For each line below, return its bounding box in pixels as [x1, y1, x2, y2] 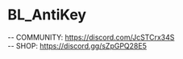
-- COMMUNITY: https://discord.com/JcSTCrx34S [7, 32, 175, 42]
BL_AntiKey [7, 6, 86, 24]
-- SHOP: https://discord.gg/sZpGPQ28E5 [7, 40, 147, 50]
